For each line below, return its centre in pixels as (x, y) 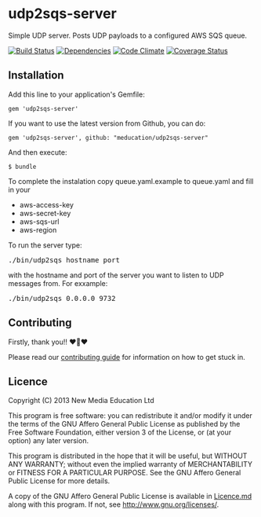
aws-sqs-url (39, 222)
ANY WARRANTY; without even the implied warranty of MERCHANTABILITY (130, 464)
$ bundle (22, 167)
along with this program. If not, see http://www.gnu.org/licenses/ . (114, 504)
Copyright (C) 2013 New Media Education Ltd (81, 401)
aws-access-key (47, 204)
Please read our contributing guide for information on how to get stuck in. (127, 357)
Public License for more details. (59, 481)
